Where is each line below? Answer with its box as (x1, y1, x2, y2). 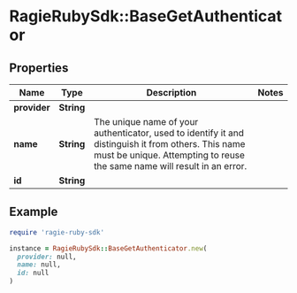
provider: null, (17, 252, 77, 261)
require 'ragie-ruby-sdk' (9, 227, 104, 236)
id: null (17, 268, 49, 278)
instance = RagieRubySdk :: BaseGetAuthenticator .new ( (9, 243, 208, 253)
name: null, (17, 260, 62, 269)
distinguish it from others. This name (94, 138, 246, 150)
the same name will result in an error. (94, 160, 247, 172)
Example (9, 204, 58, 220)
